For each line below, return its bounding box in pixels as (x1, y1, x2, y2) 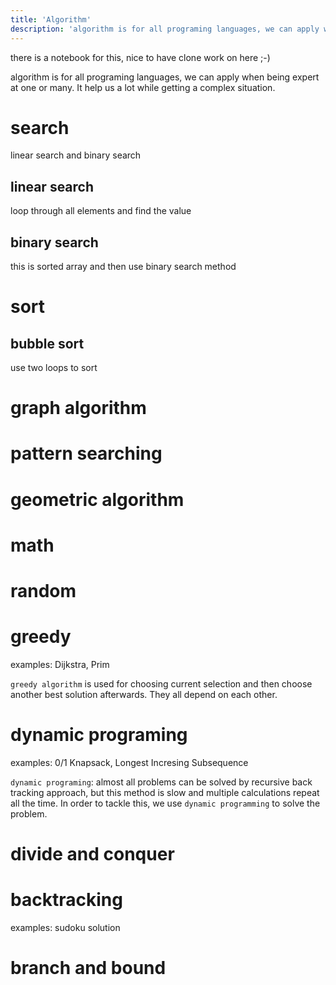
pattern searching (10, 442, 163, 465)
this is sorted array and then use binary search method (10, 261, 237, 273)
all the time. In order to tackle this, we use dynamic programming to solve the (10, 797, 321, 809)
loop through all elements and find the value (10, 205, 192, 217)
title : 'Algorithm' (10, 14, 92, 25)
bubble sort (10, 335, 85, 352)
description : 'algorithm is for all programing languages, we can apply (10, 24, 320, 34)
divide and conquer (10, 843, 175, 866)
